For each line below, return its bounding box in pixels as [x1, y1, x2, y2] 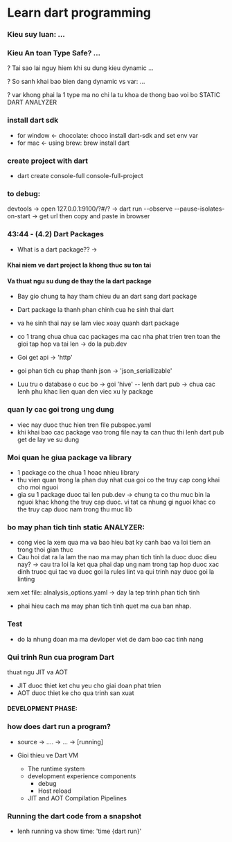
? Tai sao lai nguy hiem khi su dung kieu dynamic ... [7, 64, 154, 72]
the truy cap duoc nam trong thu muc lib [17, 505, 133, 514]
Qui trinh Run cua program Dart [7, 652, 114, 662]
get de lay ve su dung [17, 435, 80, 444]
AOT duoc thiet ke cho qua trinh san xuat [17, 688, 134, 697]
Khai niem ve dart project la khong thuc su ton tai [7, 261, 151, 270]
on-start [7, 212, 31, 220]
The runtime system [27, 764, 85, 773]
